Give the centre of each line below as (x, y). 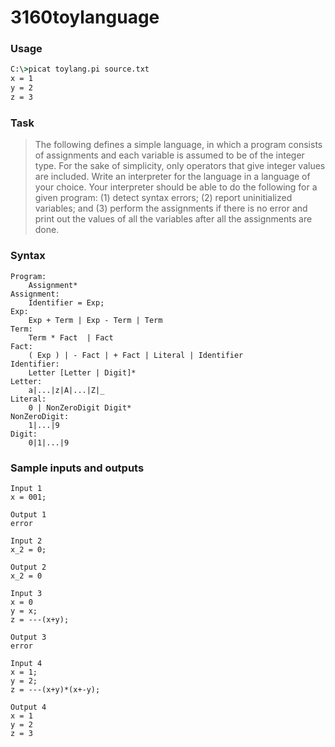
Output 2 (28, 567)
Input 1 (26, 488)
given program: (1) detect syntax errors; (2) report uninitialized (163, 198)
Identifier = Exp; (66, 302)
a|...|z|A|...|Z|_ (66, 390)
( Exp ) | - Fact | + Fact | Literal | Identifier (136, 355)
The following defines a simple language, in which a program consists (178, 145)
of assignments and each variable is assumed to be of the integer (169, 155)
